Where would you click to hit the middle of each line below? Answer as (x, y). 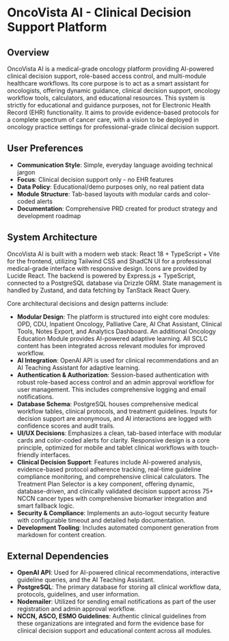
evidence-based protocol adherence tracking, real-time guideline (109, 469)
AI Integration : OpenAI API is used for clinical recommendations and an (118, 360)
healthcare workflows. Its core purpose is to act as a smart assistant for (108, 83)
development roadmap (49, 215)
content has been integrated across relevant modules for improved (111, 345)
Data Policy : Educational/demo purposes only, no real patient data (110, 187)
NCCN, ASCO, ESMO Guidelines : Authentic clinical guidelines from (111, 616)
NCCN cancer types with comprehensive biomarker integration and (112, 498)
